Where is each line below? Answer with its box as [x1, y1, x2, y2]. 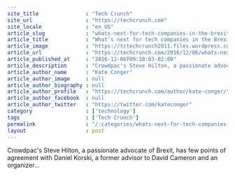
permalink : [7, 120, 90, 128]
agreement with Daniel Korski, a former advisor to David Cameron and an [7, 154, 218, 162]
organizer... [7, 161, 40, 170]
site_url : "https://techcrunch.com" [7, 17, 168, 24]
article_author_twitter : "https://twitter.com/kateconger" [7, 101, 192, 108]
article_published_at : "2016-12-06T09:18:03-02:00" [7, 56, 177, 63]
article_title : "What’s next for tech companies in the [7, 36, 211, 43]
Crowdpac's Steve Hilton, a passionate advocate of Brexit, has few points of [7, 146, 226, 154]
